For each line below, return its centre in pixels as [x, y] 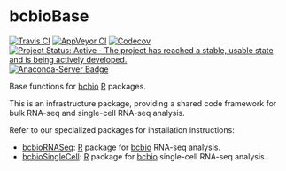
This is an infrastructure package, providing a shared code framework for [143, 103]
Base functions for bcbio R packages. [77, 86]
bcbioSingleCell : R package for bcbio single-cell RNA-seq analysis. [144, 156]
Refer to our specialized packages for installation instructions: [122, 129]
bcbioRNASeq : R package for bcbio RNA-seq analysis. [121, 147]
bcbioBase [49, 16]
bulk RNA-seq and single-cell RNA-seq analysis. [97, 113]
